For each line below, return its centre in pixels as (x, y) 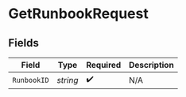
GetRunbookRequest (78, 14)
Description (151, 65)
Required (104, 65)
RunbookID (31, 80)
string (68, 80)
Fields (24, 43)
